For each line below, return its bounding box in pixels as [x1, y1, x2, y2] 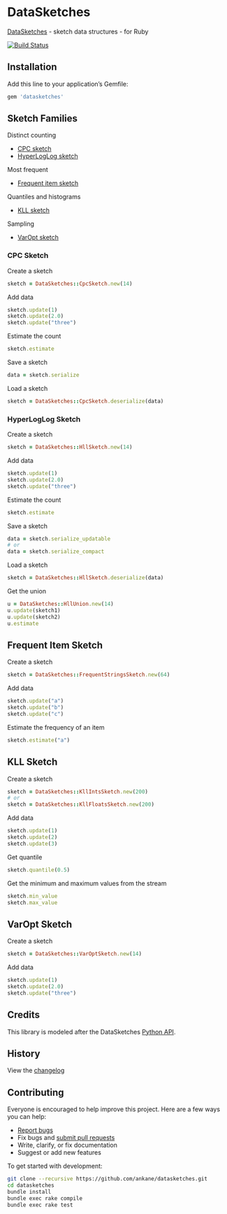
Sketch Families [7, 113, 78, 124]
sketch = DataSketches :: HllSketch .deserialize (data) [7, 575, 164, 581]
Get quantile [7, 853, 43, 861]
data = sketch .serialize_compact [7, 548, 105, 556]
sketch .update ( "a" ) [7, 698, 64, 704]
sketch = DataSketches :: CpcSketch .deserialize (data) [7, 398, 164, 405]
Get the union [7, 587, 47, 595]
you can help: [7, 1113, 47, 1121]
